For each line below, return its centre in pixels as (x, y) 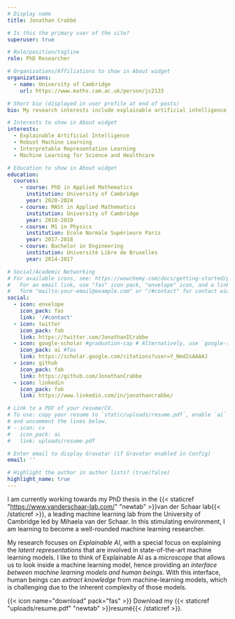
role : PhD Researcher (39, 59)
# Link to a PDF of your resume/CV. (60, 408)
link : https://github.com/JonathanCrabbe (81, 376)
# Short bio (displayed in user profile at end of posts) (93, 103)
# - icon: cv (26, 428)
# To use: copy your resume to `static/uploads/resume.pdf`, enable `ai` (117, 415)
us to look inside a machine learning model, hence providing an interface (112, 564)
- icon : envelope (39, 305)
